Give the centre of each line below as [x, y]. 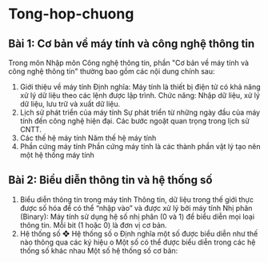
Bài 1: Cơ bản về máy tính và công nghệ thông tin [132, 44]
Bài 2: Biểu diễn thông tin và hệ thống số [110, 180]
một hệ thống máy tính [57, 155]
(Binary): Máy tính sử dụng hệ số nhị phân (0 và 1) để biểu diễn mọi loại [137, 216]
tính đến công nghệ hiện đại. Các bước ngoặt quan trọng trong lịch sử [134, 121]
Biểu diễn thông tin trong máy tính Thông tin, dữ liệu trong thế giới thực [137, 199]
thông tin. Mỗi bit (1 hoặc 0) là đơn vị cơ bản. [93, 225]
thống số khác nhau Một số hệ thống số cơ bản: [99, 250]
